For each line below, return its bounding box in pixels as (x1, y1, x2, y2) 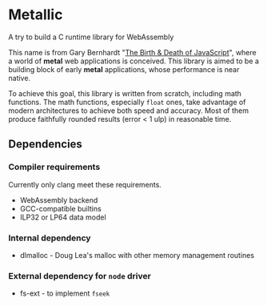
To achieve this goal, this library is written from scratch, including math (8, 88, 242, 98)
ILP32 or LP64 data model (19, 212, 106, 222)
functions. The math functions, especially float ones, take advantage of (8, 97, 246, 107)
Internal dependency (8, 232, 91, 244)
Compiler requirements (8, 162, 101, 173)
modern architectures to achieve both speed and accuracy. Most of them (8, 106, 249, 115)
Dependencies (8, 138, 82, 151)
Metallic (8, 6, 63, 24)
